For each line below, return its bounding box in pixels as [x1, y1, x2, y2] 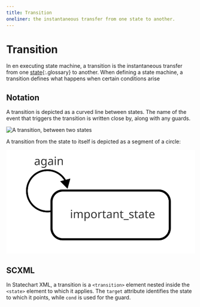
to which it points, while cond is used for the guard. [6, 294, 131, 301]
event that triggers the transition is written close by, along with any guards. [6, 115, 191, 122]
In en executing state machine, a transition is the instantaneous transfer [6, 62, 183, 70]
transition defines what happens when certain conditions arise [6, 75, 160, 82]
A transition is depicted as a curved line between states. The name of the [6, 109, 187, 116]
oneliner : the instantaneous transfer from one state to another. [6, 16, 175, 22]
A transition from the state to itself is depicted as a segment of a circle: [6, 138, 181, 145]
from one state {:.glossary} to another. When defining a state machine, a [6, 69, 183, 76]
